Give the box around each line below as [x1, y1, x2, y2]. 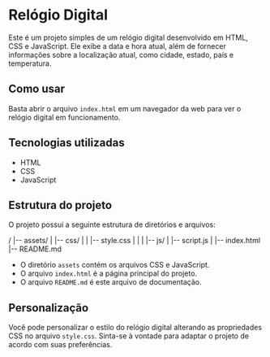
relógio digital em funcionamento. [8, 112, 121, 122]
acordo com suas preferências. [8, 340, 113, 350]
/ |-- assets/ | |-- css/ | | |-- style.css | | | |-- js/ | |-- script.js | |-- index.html [8, 236, 261, 246]
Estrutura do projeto [8, 198, 112, 212]
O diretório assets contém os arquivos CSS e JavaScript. [19, 260, 210, 270]
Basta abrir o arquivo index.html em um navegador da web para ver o [8, 103, 242, 113]
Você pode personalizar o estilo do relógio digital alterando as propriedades [8, 323, 262, 333]
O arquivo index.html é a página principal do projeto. [19, 268, 197, 278]
